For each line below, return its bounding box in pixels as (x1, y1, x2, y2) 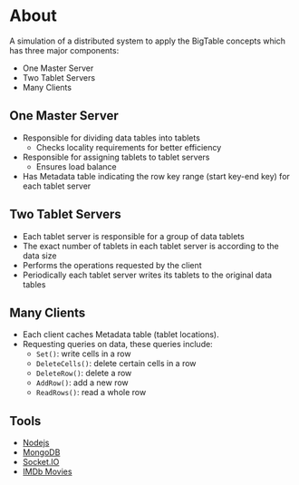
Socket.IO (22, 457, 60, 468)
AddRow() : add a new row (35, 377, 129, 388)
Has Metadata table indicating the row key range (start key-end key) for (22, 170, 290, 181)
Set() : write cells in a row (35, 348, 131, 359)
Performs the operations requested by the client (22, 259, 202, 270)
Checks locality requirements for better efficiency (35, 141, 222, 152)
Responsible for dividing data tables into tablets (22, 132, 201, 143)
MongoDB (22, 447, 61, 458)
